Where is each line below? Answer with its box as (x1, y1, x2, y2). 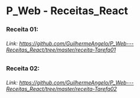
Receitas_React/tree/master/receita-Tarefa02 (6, 85, 117, 92)
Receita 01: (6, 25, 39, 34)
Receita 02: (6, 64, 40, 73)
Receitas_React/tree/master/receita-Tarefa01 (6, 46, 116, 53)
